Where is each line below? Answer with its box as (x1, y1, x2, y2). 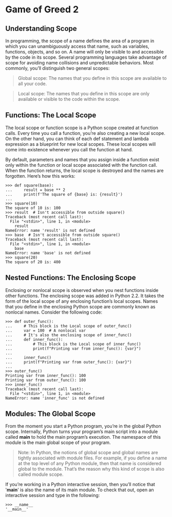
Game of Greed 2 (5, 4, 79, 15)
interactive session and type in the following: (5, 492, 100, 498)
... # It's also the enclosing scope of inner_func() (5, 332, 132, 338)
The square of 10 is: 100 (5, 205, 61, 211)
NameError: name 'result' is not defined (5, 228, 95, 233)
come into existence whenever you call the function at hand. (5, 146, 133, 152)
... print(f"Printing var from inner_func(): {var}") (5, 346, 141, 351)
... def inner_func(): (5, 337, 63, 342)
